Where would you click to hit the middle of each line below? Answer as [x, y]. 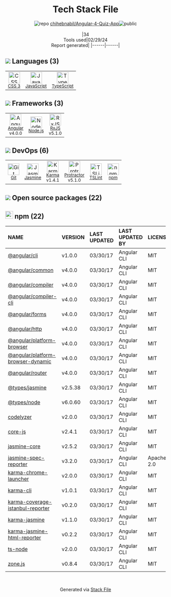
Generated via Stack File [85, 589]
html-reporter [25, 537]
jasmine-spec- [26, 458]
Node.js [36, 130]
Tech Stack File [85, 9]
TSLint [96, 178]
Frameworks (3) [38, 103]
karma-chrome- [28, 472]
